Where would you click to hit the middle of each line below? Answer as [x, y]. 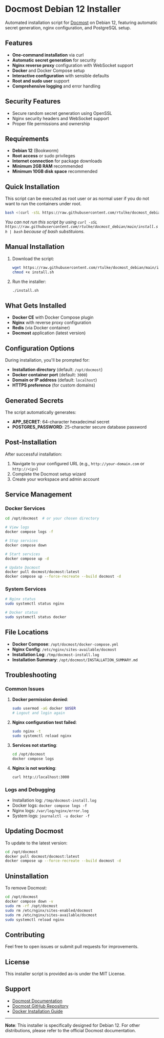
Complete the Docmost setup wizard [49, 474]
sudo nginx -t [26, 732]
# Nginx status [20, 599]
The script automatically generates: [41, 412]
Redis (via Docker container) [41, 328]
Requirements [27, 139]
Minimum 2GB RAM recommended [48, 166]
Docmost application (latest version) [49, 333]
